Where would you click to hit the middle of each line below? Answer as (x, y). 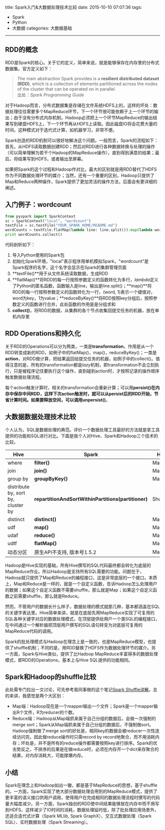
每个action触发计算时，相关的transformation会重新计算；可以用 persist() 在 (80, 387)
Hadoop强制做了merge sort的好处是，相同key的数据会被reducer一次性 (84, 731)
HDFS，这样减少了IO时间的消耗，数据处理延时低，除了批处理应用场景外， (84, 810)
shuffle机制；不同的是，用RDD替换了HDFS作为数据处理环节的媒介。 (82, 647)
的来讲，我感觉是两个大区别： (35, 696)
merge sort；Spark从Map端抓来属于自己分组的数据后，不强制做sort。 (83, 725)
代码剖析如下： (20, 245)
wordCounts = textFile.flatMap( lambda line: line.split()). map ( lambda (79, 230)
